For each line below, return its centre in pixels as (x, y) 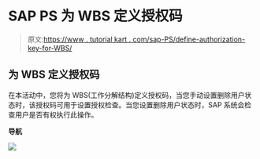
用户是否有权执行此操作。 (56, 114)
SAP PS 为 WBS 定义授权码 (95, 16)
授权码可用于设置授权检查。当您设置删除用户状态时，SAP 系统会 (140, 105)
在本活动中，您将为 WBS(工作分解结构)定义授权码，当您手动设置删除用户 (127, 95)
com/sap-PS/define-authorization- (189, 39)
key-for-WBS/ (50, 48)
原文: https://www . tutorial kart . (79, 39)
